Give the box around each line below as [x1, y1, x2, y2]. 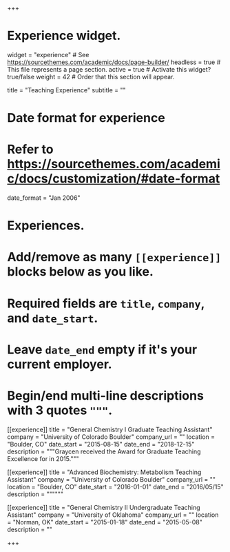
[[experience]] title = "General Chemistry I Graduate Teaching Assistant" [7, 425, 213, 433]
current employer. [7, 356, 112, 372]
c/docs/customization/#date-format [7, 171, 220, 187]
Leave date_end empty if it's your [7, 342, 198, 357]
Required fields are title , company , [7, 296, 205, 311]
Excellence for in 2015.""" [7, 454, 79, 462]
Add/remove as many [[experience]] [7, 249, 222, 265]
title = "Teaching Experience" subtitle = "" [7, 85, 126, 94]
